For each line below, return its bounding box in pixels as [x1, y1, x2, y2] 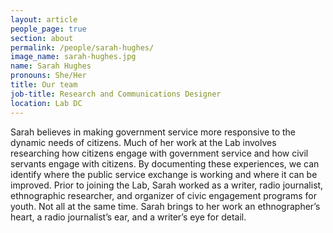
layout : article [10, 14, 78, 25]
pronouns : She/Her [10, 71, 87, 81]
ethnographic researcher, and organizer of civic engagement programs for [10, 189, 317, 201]
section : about [10, 33, 74, 43]
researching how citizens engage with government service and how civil [10, 147, 309, 159]
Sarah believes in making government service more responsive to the [10, 126, 297, 138]
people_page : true [10, 24, 87, 34]
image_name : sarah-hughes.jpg [10, 52, 137, 62]
